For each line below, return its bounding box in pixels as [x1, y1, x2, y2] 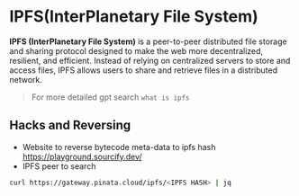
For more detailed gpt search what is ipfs [31, 92, 190, 102]
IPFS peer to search [22, 160, 96, 172]
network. [9, 74, 43, 85]
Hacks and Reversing [9, 118, 131, 133]
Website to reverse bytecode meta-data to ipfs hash [22, 141, 216, 152]
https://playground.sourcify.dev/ [22, 151, 142, 162]
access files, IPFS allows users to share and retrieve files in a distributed [9, 65, 277, 76]
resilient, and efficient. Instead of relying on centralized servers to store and [9, 55, 291, 66]
